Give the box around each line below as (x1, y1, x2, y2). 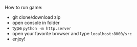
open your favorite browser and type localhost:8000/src (12, 31, 132, 36)
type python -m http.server (12, 25, 72, 31)
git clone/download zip (12, 14, 61, 20)
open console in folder (12, 20, 60, 26)
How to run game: (5, 5, 43, 10)
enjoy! (12, 36, 26, 42)
